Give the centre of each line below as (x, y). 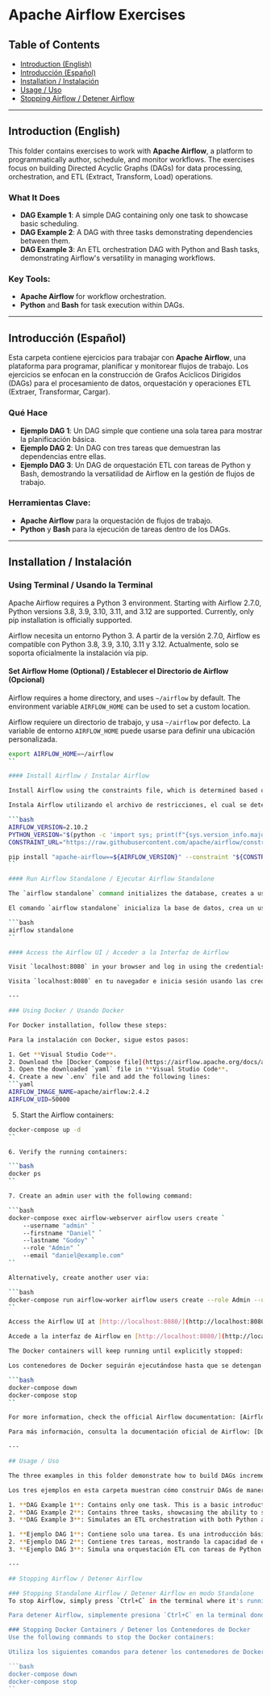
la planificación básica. (58, 439)
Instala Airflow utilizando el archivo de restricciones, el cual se (128, 806)
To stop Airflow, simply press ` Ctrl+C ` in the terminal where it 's (126, 1601)
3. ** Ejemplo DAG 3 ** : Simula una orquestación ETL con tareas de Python (135, 1550)
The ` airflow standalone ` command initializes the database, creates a (131, 894)
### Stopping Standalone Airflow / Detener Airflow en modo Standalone (131, 1593)
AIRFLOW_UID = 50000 (39, 1099)
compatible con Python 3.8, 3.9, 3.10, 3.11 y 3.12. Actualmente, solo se (124, 644)
